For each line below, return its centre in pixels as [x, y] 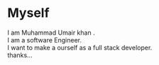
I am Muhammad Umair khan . [51, 32]
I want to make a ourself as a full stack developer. [80, 47]
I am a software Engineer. [44, 40]
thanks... [20, 55]
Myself [28, 13]
